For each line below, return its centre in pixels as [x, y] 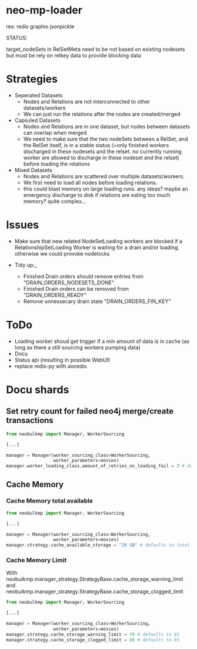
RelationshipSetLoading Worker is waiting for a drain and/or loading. [97, 247]
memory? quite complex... [55, 201]
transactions [30, 421]
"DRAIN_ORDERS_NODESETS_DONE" [69, 283]
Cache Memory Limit [36, 560]
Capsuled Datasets [38, 120]
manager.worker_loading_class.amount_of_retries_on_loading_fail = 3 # [95, 466]
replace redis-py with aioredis [50, 366]
